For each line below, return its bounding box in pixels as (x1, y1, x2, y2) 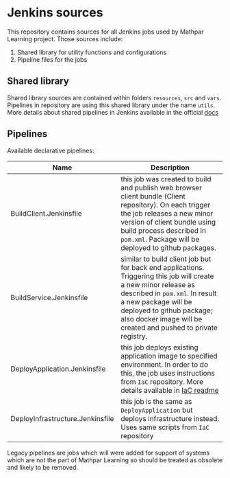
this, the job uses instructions (120, 368, 216, 378)
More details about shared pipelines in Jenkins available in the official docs (7, 108, 219, 116)
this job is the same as (120, 396, 192, 406)
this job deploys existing (120, 342, 199, 352)
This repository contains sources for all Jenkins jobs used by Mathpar (7, 27, 204, 36)
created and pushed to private (120, 323, 218, 332)
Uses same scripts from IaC (120, 422, 210, 432)
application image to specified (120, 351, 218, 361)
